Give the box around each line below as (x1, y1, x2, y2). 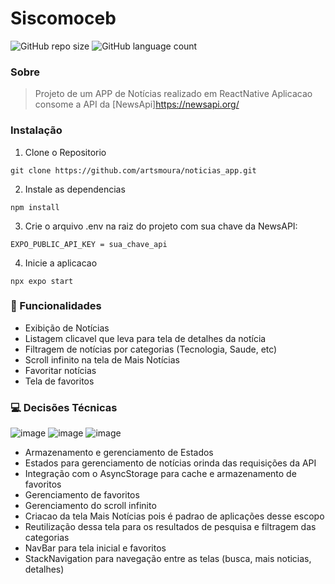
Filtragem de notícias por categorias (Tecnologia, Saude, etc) (24, 343, 278, 355)
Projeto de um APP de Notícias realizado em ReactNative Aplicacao (34, 88, 313, 100)
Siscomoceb (10, 7, 117, 30)
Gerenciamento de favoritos (24, 489, 140, 501)
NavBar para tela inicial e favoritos (24, 542, 167, 554)
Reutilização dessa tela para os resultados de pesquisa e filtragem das (24, 521, 317, 533)
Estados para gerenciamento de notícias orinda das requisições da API (24, 457, 317, 469)
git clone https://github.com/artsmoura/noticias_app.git (10, 165, 257, 176)
